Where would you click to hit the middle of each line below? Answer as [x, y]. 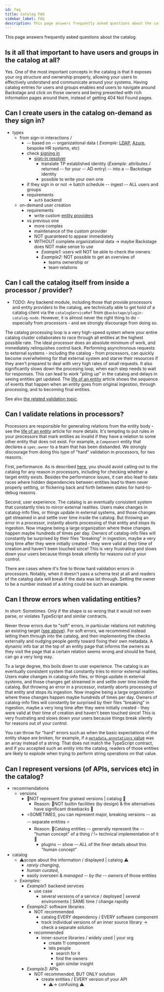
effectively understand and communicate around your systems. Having [76, 82]
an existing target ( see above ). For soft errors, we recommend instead [75, 631]
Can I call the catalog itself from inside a [67, 283]
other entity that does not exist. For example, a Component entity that [73, 441]
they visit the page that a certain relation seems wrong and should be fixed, [81, 652]
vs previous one [43, 221]
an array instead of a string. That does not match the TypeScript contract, [79, 743]
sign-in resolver [50, 158]
